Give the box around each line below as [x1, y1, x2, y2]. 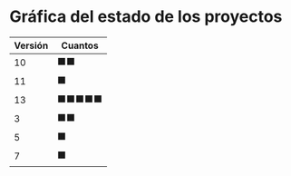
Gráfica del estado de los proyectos [9, 6, 283, 27]
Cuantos [61, 39, 99, 52]
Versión [14, 39, 49, 52]
